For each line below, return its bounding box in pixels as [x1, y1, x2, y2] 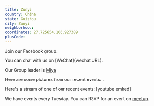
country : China [5, 12, 36, 17]
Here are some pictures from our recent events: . [5, 77, 104, 82]
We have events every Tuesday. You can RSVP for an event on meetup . [5, 95, 150, 101]
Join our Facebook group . [5, 48, 58, 54]
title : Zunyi [5, 7, 32, 12]
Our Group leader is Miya [5, 67, 56, 73]
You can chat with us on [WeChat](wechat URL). [5, 57, 103, 63]
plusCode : [5, 35, 26, 40]
